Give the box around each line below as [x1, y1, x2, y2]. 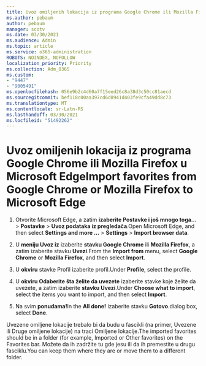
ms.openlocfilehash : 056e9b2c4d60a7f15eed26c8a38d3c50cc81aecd [6, 89, 172, 95]
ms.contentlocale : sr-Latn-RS [6, 105, 84, 112]
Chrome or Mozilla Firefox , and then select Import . [15, 254, 145, 261]
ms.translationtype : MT [6, 100, 67, 106]
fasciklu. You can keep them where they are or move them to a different [6, 347, 186, 354]
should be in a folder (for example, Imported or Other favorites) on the [6, 334, 183, 341]
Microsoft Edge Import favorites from [6, 170, 197, 184]
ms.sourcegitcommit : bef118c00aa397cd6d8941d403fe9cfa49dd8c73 [6, 94, 172, 101]
